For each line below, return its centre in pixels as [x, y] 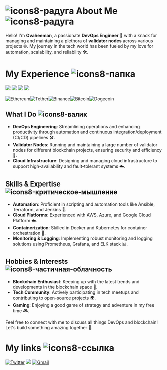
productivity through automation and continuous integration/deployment [87, 132]
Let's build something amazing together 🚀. [49, 328]
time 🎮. [21, 311]
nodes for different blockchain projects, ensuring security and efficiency [87, 150]
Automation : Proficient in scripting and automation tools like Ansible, [84, 204]
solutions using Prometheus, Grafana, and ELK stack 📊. [70, 244]
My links [23, 348]
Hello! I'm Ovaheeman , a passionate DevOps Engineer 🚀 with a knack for [81, 35]
